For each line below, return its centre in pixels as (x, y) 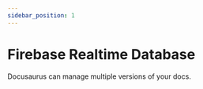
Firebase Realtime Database (101, 54)
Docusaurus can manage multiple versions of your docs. (99, 76)
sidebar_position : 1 (41, 15)
